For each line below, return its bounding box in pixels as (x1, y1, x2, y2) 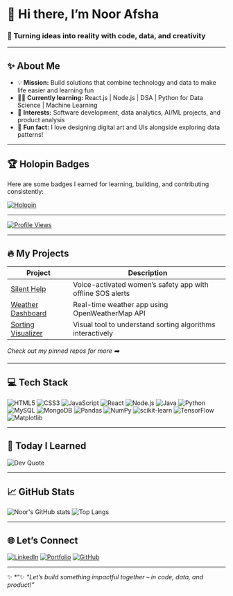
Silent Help (10, 284, 46, 294)
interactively (72, 328, 113, 338)
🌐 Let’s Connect (7, 534, 78, 546)
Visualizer (10, 328, 43, 338)
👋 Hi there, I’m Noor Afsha (7, 6, 159, 22)
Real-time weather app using (72, 299, 169, 309)
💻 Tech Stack (7, 376, 69, 388)
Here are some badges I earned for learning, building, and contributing (7, 180, 209, 188)
